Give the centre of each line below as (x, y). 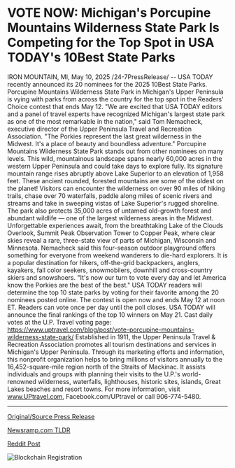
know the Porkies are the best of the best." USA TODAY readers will (105, 285)
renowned (22, 381)
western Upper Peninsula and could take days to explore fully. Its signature (115, 166)
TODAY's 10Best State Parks (91, 58)
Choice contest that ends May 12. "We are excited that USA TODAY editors (115, 106)
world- (191, 374)
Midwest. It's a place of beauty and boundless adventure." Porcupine (107, 143)
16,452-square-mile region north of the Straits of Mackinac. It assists (107, 367)
